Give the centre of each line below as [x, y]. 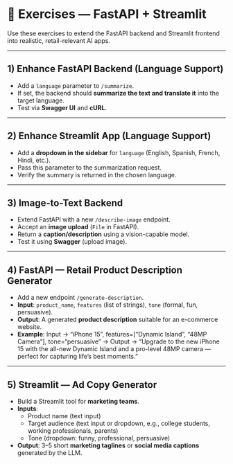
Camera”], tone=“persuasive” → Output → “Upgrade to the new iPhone [118, 341]
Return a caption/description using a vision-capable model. [103, 234]
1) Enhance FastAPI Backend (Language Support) [115, 69]
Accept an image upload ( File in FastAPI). [78, 227]
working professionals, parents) [73, 431]
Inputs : [27, 409]
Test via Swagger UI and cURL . [62, 107]
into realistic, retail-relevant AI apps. [59, 40]
